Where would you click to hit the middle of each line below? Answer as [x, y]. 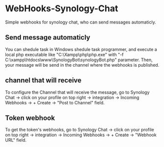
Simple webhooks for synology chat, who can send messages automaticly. [81, 22]
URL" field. [16, 140]
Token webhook [30, 118]
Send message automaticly [48, 37]
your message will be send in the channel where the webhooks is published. [82, 65]
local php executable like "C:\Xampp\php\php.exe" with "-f [64, 54]
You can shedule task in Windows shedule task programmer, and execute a [81, 49]
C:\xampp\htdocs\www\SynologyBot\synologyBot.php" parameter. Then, [79, 60]
